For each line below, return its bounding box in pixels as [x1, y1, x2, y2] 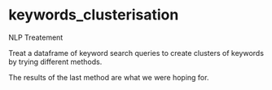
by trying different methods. [8, 57, 103, 66]
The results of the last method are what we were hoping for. [8, 72, 209, 82]
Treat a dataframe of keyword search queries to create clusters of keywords [8, 48, 265, 58]
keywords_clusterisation [8, 6, 179, 24]
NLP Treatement [8, 32, 64, 42]
